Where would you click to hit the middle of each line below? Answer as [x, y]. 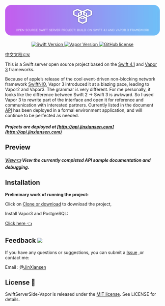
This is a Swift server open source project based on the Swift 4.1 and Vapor [81, 64]
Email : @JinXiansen [26, 267]
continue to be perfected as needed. [42, 116]
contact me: [17, 257]
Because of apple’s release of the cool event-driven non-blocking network [80, 79]
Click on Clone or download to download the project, [58, 204]
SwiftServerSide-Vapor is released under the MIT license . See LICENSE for [81, 294]
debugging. [17, 167]
